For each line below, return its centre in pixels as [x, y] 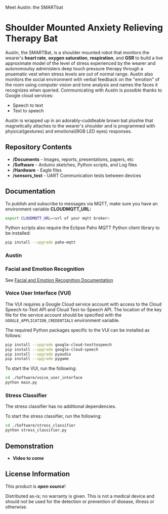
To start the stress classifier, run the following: [54, 416]
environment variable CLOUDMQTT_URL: [48, 209]
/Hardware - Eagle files [37, 170]
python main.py [21, 382]
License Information [37, 474]
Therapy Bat [32, 39]
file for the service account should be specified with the [64, 315]
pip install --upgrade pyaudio [38, 354]
